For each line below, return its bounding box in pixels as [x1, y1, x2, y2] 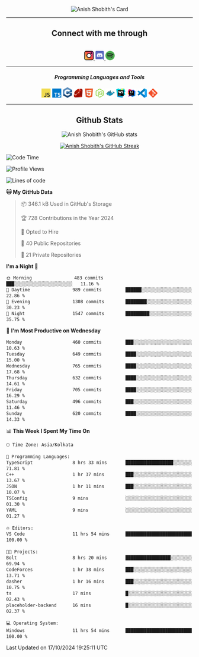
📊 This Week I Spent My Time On [6, 427, 90, 434]
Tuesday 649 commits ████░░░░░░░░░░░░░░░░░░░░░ [6, 351, 192, 357]
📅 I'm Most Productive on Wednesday [6, 327, 101, 334]
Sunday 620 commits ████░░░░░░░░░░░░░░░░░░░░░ [6, 410, 192, 416]
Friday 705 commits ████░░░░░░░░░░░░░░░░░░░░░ [6, 386, 192, 392]
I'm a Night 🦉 [6, 262, 38, 270]
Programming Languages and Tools [54, 74, 145, 81]
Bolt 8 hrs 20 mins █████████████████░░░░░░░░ [6, 555, 192, 561]
